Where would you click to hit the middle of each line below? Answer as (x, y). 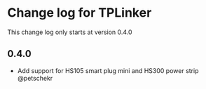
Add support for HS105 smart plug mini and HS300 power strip (108, 70)
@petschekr (35, 78)
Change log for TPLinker (80, 13)
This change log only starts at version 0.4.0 (70, 32)
